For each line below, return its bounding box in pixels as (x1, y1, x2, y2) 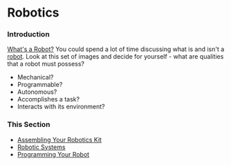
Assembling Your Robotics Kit (17, 135, 102, 144)
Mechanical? (17, 73, 54, 81)
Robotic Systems (17, 143, 66, 151)
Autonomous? (17, 88, 57, 96)
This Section (7, 119, 50, 129)
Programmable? (17, 81, 63, 89)
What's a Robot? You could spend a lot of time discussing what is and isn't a (7, 45, 225, 53)
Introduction (7, 30, 50, 39)
